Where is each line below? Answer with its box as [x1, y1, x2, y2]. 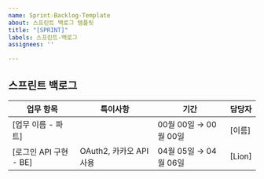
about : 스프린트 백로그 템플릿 [8, 19, 94, 27]
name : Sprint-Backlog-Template [8, 11, 111, 20]
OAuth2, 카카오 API [79, 145, 149, 156]
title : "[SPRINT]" [8, 26, 68, 34]
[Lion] [229, 151, 252, 162]
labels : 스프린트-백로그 [8, 33, 79, 42]
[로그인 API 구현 [12, 146, 68, 157]
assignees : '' [8, 41, 55, 49]
